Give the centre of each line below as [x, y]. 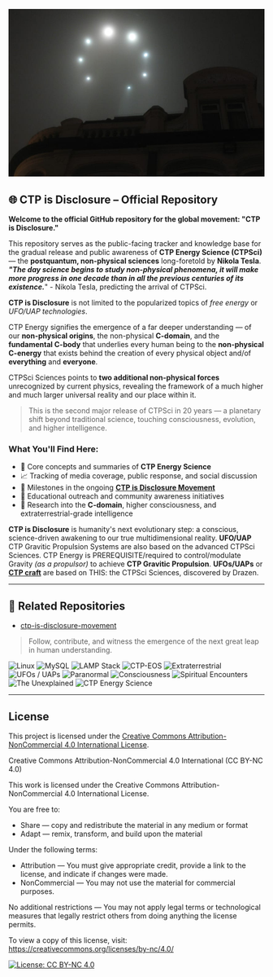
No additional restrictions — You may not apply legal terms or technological [135, 907]
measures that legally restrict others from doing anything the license [123, 915]
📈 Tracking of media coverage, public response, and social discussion [139, 476]
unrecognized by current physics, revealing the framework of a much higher [136, 386]
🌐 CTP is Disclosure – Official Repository [113, 199]
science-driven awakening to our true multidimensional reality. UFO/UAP [130, 538]
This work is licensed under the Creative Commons [94, 785]
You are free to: [35, 809]
